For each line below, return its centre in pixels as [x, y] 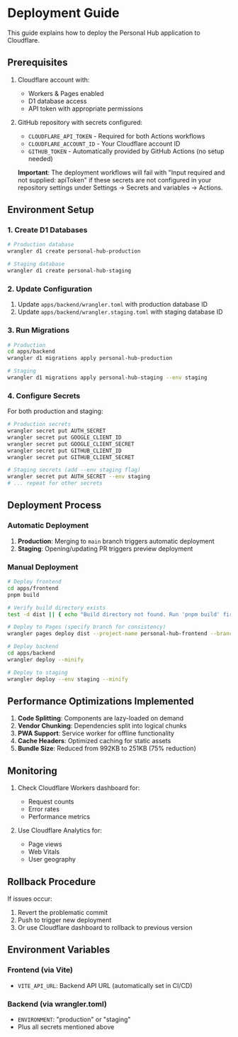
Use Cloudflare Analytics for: [60, 830]
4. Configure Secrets [44, 395]
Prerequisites [38, 63]
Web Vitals [44, 852]
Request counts [51, 802]
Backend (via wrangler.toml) [57, 1004]
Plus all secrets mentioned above [66, 1026]
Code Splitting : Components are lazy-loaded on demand [101, 718]
